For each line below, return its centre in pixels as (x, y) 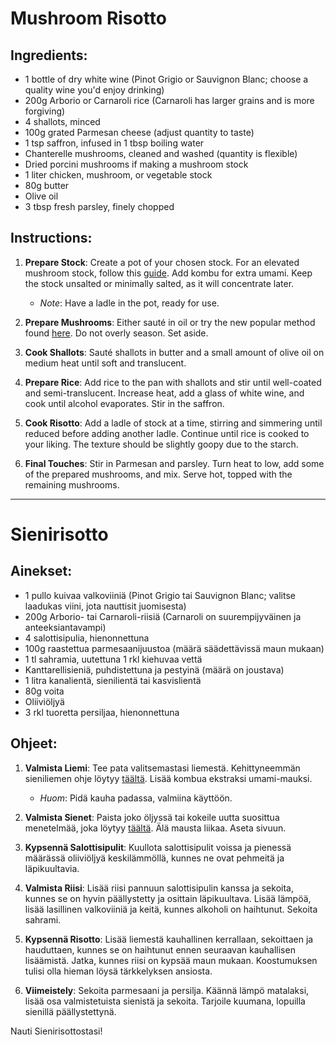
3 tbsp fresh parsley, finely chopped (99, 206)
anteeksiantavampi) (65, 627)
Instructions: (51, 238)
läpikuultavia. (52, 868)
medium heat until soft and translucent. (105, 363)
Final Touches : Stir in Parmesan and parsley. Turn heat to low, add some (174, 463)
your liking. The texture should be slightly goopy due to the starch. (161, 444)
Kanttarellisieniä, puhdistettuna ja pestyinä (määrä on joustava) (154, 669)
